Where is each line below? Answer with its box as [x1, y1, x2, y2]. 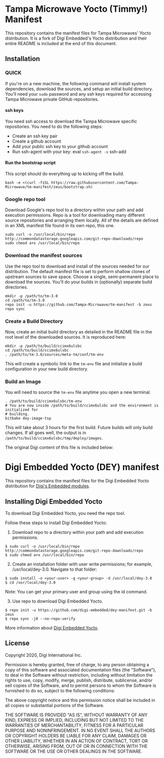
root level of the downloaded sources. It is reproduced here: [5, 334, 126, 340]
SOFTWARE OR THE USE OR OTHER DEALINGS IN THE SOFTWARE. [5, 748, 142, 754]
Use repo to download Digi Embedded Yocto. [12, 598, 103, 604]
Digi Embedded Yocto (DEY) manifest [5, 462, 160, 473]
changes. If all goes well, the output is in [5, 430, 87, 436]
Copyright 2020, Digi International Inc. [5, 652, 82, 658]
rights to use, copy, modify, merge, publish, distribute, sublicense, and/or [5, 677, 153, 683]
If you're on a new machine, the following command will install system [5, 80, 146, 86]
